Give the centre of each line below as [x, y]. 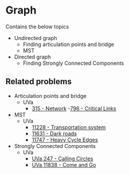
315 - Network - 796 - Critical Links [74, 108]
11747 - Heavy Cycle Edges [65, 140]
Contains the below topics [37, 27]
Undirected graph [35, 38]
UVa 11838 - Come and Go [64, 165]
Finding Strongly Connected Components [74, 63]
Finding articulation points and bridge [69, 44]
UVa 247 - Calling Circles [62, 158]
